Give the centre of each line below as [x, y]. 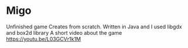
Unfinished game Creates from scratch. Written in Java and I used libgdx [94, 27]
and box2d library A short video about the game [64, 32]
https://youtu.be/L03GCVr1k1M [43, 39]
